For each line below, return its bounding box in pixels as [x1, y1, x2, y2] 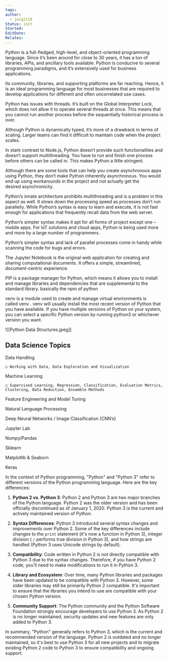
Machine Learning [5, 373, 43, 379]
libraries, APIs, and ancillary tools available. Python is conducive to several [5, 60, 160, 66]
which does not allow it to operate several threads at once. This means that [5, 106, 161, 112]
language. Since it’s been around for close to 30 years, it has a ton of [5, 54, 148, 60]
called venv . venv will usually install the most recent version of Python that [5, 300, 161, 307]
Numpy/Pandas [5, 435, 37, 441]
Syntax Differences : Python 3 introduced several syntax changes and [12, 520, 158, 526]
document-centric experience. [5, 265, 69, 271]
